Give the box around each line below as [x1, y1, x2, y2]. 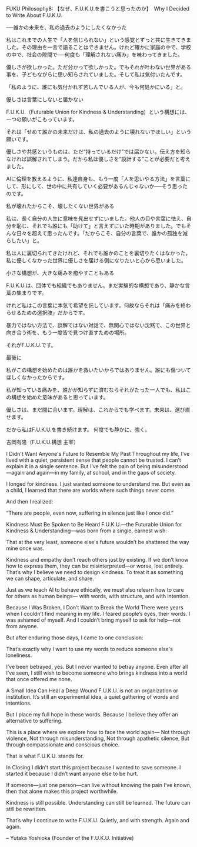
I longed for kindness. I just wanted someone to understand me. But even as [6, 481, 191, 487]
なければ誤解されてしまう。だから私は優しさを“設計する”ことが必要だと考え [6, 155, 191, 162]
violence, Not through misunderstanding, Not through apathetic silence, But [6, 735, 189, 742]
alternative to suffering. [6, 717, 63, 724]
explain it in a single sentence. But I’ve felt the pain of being [6, 463, 151, 469]
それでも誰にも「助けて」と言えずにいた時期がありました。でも [31, 222, 186, 229]
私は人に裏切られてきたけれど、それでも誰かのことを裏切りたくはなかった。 [6, 249, 191, 256]
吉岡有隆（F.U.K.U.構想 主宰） [6, 439, 79, 445]
